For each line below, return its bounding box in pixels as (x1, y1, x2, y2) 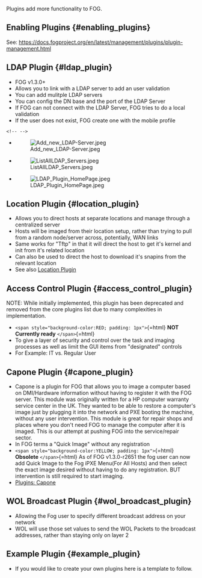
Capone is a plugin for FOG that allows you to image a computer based (14, 383, 191, 390)
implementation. (6, 312, 46, 320)
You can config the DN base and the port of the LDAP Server (14, 98, 166, 105)
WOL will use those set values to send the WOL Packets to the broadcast (14, 525, 196, 532)
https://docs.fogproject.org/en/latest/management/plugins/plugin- (19, 39, 183, 46)
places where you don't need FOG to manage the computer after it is (14, 421, 185, 429)
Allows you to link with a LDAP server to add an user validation (14, 84, 170, 92)
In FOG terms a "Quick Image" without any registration (14, 441, 150, 448)
